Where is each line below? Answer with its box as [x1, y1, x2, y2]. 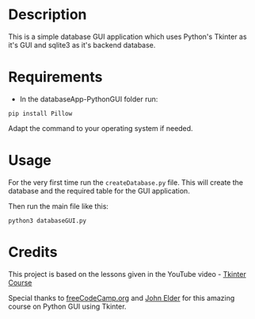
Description [8, 6, 87, 24]
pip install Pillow [8, 110, 73, 117]
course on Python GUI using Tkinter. [8, 302, 127, 311]
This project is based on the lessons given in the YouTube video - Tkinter [8, 269, 247, 279]
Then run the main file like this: [8, 201, 109, 211]
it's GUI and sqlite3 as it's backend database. [8, 40, 156, 49]
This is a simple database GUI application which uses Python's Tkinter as [8, 32, 247, 41]
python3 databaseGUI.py [8, 217, 87, 225]
